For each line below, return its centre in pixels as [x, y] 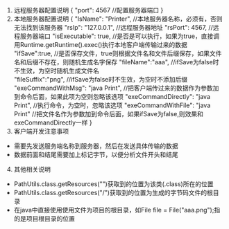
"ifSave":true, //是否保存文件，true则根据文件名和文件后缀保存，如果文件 [118, 53]
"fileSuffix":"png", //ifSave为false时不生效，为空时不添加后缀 [101, 79]
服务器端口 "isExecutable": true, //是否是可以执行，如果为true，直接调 [120, 36]
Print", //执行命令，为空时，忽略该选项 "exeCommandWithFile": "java [112, 105]
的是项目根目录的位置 [44, 219]
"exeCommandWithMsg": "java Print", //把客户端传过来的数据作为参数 [113, 88]
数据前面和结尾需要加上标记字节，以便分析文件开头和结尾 [96, 155]
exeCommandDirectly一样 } [53, 122]
